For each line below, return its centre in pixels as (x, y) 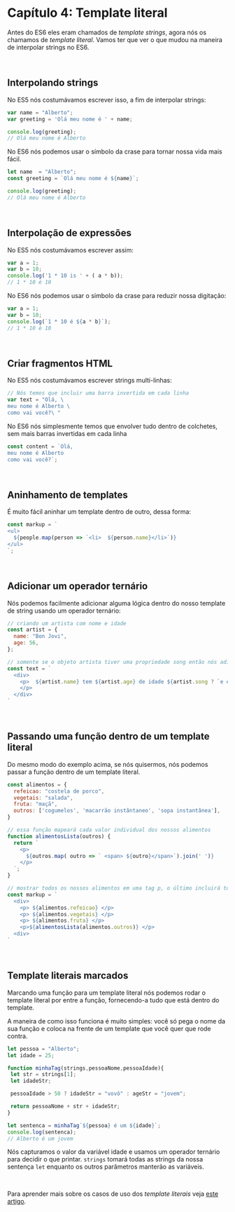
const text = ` (29, 668)
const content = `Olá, (40, 447)
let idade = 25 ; (31, 1055)
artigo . (17, 1201)
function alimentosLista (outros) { (59, 836)
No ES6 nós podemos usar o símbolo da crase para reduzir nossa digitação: (117, 296)
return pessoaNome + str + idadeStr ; (65, 1106)
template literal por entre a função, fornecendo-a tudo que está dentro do (113, 1000)
